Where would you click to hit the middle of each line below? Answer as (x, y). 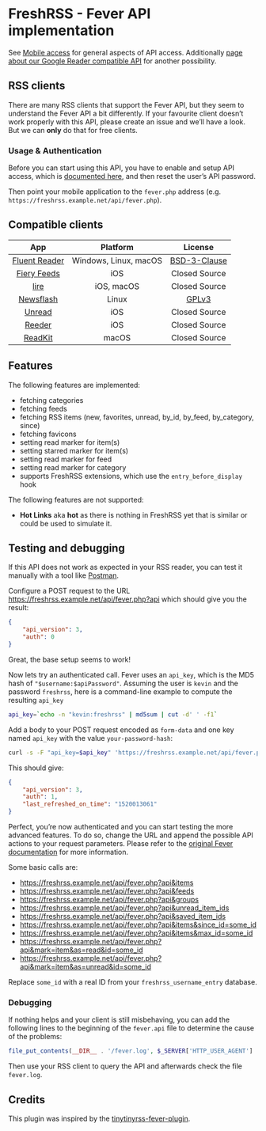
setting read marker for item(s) (70, 442)
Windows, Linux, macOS (117, 260)
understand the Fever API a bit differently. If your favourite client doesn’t (126, 113)
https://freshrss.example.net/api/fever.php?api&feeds (107, 891)
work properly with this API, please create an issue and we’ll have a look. (127, 121)
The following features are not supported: (76, 499)
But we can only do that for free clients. (73, 130)
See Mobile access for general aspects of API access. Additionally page (125, 52)
